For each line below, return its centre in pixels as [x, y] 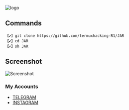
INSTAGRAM [25, 103]
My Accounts [22, 86]
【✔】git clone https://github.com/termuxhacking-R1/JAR [65, 36]
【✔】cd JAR [17, 41]
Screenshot [24, 61]
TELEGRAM [24, 97]
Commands [24, 23]
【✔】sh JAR [17, 46]
